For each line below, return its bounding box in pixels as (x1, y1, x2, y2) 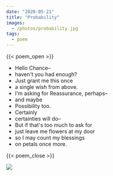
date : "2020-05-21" (6, 8, 55, 15)
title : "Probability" (6, 14, 60, 20)
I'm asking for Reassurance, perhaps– (14, 90, 108, 97)
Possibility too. (14, 103, 51, 109)
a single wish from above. (14, 84, 79, 90)
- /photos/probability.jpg (11, 25, 79, 32)
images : (6, 20, 26, 26)
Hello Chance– (14, 64, 51, 72)
